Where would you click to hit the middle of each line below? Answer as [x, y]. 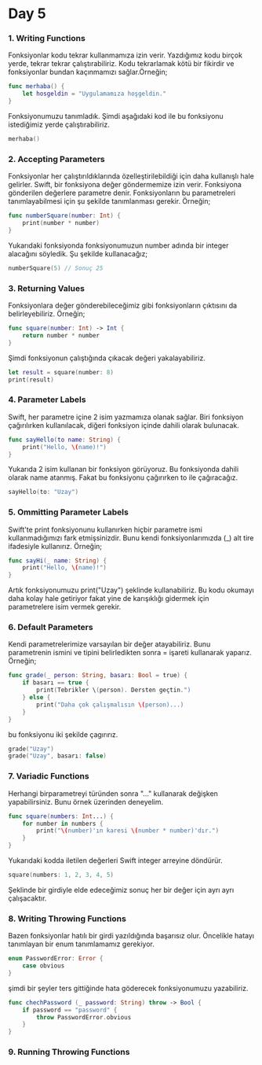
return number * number [61, 335]
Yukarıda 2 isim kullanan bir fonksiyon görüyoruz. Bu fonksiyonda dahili [124, 470]
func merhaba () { [36, 87]
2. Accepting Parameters [57, 159]
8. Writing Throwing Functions [67, 919]
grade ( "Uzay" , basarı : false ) [58, 756]
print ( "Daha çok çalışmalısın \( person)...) [110, 705]
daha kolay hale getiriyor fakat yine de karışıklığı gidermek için [109, 599]
